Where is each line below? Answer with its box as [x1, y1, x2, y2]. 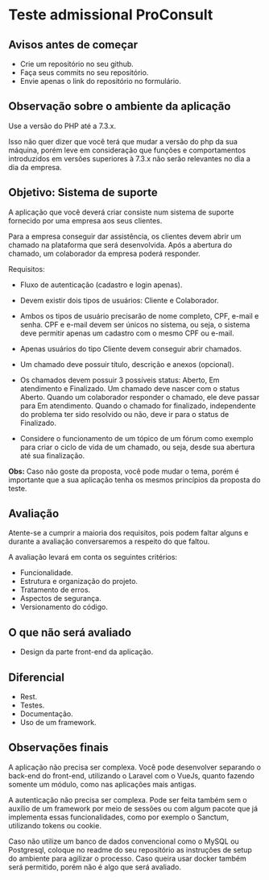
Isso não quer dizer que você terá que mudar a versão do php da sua [8, 136, 238, 146]
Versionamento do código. [19, 603, 109, 612]
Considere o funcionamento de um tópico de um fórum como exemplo [19, 433, 254, 443]
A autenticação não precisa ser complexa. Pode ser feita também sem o [8, 795, 247, 804]
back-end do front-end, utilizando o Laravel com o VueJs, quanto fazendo [8, 770, 255, 780]
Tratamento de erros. [19, 585, 91, 594]
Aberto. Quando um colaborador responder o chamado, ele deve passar [19, 392, 260, 402]
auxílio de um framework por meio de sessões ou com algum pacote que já [8, 803, 259, 813]
